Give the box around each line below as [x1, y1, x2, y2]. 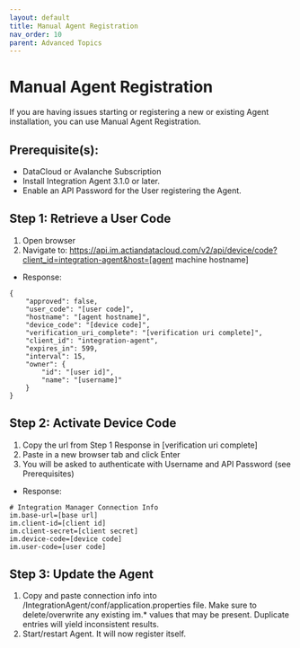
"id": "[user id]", [41, 368, 115, 377]
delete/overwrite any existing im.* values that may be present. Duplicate [22, 609, 290, 620]
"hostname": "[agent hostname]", [25, 312, 151, 322]
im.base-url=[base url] [9, 510, 99, 519]
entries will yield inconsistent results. [22, 619, 160, 630]
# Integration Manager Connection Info [9, 502, 159, 512]
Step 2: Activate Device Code [9, 415, 177, 431]
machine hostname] [174, 253, 249, 265]
